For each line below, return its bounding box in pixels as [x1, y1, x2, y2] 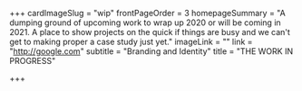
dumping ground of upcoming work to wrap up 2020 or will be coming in [9, 17, 281, 28]
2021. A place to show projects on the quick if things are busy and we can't [9, 27, 290, 37]
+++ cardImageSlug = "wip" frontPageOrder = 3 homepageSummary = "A [9, 8, 286, 18]
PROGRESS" [9, 56, 56, 66]
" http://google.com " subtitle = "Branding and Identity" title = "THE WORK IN [9, 46, 293, 57]
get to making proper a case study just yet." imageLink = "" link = [9, 36, 253, 47]
